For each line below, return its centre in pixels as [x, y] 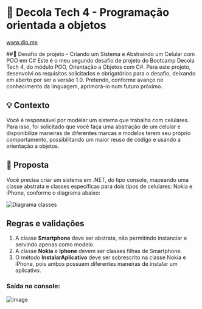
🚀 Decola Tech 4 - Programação [88, 12]
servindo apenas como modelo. [55, 245]
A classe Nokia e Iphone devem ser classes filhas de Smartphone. [99, 251]
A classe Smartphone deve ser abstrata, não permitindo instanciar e [101, 238]
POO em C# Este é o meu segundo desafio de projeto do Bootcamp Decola [100, 60]
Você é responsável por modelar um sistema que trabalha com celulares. [98, 120]
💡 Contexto [28, 106]
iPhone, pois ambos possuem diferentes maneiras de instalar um [96, 264]
